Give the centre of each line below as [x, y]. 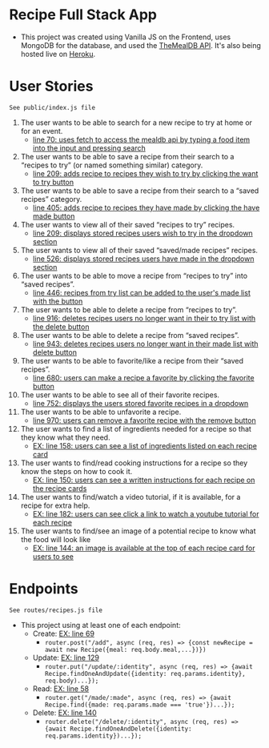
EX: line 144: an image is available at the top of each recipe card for [144, 548]
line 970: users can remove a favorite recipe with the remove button [145, 420]
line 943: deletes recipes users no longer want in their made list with [145, 344]
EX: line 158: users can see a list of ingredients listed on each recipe [145, 445]
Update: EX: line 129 [66, 658]
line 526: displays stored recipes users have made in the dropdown [143, 259]
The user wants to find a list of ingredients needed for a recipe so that [136, 428]
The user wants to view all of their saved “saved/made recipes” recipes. [139, 250]
